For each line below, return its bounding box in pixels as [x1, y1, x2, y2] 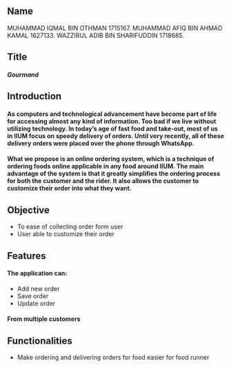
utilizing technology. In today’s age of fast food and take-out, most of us [7, 124, 219, 133]
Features [7, 250, 46, 262]
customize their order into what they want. [7, 184, 132, 193]
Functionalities [7, 335, 72, 347]
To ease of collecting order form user [17, 222, 123, 231]
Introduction [7, 90, 62, 102]
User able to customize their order [17, 230, 115, 238]
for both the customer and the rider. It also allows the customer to [7, 177, 199, 185]
